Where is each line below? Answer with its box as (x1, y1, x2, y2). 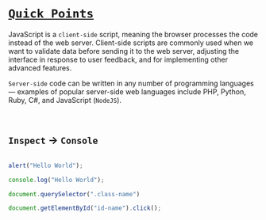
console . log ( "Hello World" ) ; (8, 176, 105, 184)
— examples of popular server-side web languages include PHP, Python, (8, 86, 246, 97)
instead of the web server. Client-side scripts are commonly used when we (8, 38, 254, 47)
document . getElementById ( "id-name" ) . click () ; (8, 204, 161, 212)
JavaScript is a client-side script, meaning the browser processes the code (8, 29, 259, 39)
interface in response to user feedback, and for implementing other (8, 55, 229, 64)
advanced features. (8, 63, 72, 73)
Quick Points (8, 6, 94, 21)
